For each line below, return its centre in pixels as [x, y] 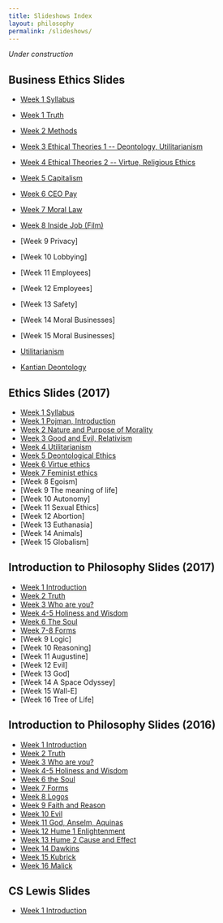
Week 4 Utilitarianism [56, 447]
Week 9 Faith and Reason [63, 805]
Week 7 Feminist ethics [59, 473]
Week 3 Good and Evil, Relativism [76, 438]
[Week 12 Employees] [56, 289]
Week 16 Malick [46, 865]
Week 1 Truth [42, 115]
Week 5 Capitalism [51, 178]
